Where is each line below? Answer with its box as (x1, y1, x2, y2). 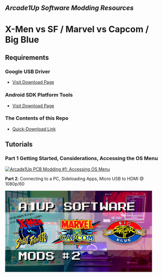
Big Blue (5, 34, 39, 45)
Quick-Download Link (12, 126, 56, 132)
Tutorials (5, 140, 33, 149)
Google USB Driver (5, 68, 50, 75)
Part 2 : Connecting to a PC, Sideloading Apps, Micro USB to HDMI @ (5, 176, 144, 181)
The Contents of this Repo (5, 115, 69, 122)
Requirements (5, 53, 49, 62)
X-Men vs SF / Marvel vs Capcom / (5, 24, 149, 35)
